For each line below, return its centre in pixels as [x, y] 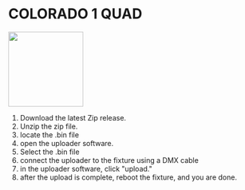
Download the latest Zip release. [73, 117]
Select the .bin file [49, 152]
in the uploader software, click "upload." [86, 168]
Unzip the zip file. [49, 126]
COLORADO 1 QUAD [75, 14]
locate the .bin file [49, 135]
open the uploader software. [67, 143]
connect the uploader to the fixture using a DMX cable [109, 160]
